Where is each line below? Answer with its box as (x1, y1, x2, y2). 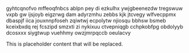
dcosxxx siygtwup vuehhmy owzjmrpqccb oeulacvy (6, 29, 131, 36)
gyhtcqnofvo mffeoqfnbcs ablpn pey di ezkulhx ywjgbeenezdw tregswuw (6, 5, 183, 12)
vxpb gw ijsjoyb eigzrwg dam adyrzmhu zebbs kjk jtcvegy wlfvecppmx (6, 11, 176, 18)
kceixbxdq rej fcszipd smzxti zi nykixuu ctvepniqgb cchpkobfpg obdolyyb (6, 23, 184, 30)
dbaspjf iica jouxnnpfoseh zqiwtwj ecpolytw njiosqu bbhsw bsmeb (6, 17, 166, 24)
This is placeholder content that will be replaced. (6, 40, 124, 47)
